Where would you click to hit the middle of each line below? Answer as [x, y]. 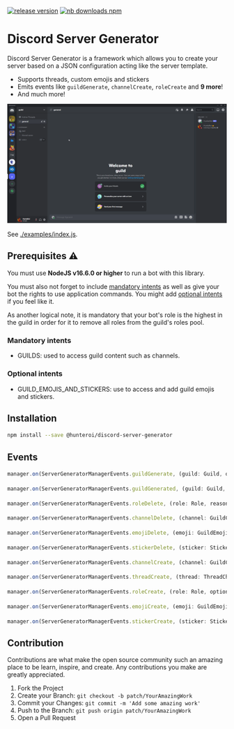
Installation [32, 418]
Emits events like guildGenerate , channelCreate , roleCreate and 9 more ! [120, 87]
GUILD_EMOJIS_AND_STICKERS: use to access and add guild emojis [116, 389]
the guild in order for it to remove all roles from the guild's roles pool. [106, 322]
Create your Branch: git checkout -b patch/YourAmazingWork [105, 695]
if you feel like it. [31, 301]
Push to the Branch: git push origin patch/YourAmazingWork [104, 710]
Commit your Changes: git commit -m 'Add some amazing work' [109, 703]
